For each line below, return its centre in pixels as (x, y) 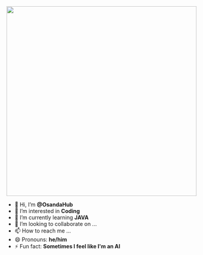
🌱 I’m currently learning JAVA (51, 217)
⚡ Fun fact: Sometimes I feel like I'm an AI (67, 246)
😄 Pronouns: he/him (41, 240)
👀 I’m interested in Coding (47, 211)
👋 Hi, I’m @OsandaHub (44, 205)
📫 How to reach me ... (43, 231)
